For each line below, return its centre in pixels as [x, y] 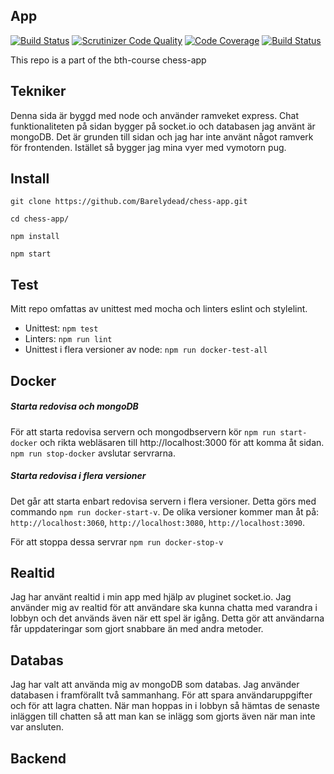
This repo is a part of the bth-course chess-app [108, 60]
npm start [31, 254]
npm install [35, 237]
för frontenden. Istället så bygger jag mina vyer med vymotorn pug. [148, 147]
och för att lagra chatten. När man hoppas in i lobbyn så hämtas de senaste [165, 706]
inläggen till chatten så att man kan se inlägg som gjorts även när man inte [163, 716]
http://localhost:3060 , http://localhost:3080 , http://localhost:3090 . [158, 522]
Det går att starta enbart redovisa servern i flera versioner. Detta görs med [163, 501]
